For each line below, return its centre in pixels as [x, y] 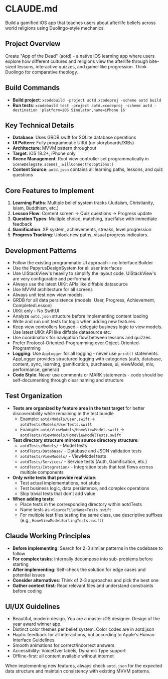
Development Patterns [41, 251]
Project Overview [33, 44]
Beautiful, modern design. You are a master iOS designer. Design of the [86, 619]
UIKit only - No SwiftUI [36, 311]
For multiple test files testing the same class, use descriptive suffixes [91, 515]
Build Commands [33, 88]
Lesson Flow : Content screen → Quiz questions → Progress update [82, 214]
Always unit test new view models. [48, 295]
